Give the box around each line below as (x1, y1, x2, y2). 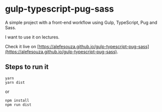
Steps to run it (5, 63, 49, 71)
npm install (5, 98, 29, 103)
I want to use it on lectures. (5, 34, 60, 40)
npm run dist (5, 102, 32, 107)
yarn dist (5, 80, 25, 85)
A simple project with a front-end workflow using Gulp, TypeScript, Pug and (5, 19, 158, 25)
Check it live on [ (5, 43, 39, 49)
